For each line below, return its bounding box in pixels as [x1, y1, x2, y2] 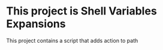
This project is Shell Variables [6, 4, 157, 18]
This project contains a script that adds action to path [6, 37, 138, 44]
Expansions [6, 17, 66, 31]
